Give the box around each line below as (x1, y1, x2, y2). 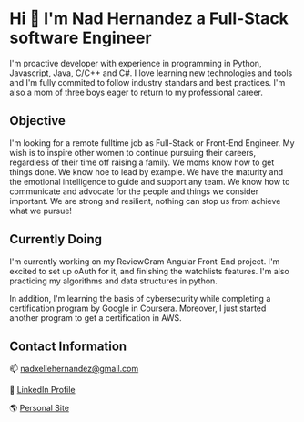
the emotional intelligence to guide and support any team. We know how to (9, 176, 290, 187)
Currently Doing (9, 232, 103, 247)
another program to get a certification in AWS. (9, 312, 182, 323)
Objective (9, 113, 66, 129)
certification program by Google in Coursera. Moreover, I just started (9, 303, 267, 314)
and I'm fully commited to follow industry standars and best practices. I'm (9, 77, 286, 87)
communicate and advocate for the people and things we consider (9, 186, 259, 197)
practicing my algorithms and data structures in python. (9, 275, 218, 286)
